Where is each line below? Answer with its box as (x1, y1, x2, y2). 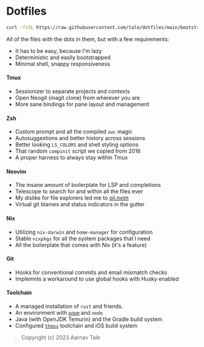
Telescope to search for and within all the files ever (15, 188, 143, 195)
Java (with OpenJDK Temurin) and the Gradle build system (15, 315, 163, 323)
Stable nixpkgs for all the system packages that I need (15, 234, 151, 242)
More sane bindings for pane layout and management (15, 100, 150, 108)
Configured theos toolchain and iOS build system (15, 322, 138, 329)
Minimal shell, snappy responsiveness (15, 60, 110, 68)
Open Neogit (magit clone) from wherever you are (15, 94, 140, 102)
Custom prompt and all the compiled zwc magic (15, 128, 133, 135)
